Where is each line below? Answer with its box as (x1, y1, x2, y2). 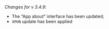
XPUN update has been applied (11, 19, 73, 24)
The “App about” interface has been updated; (11, 14, 105, 19)
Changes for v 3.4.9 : (4, 4, 47, 10)
